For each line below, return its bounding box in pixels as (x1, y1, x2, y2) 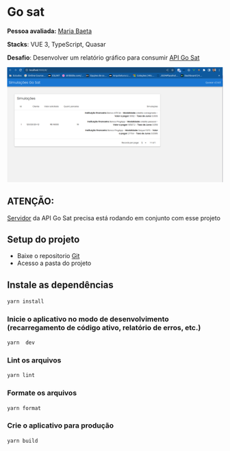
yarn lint (7, 372, 36, 379)
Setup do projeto (7, 233, 80, 245)
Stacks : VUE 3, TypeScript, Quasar (7, 40, 106, 48)
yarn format (7, 404, 41, 412)
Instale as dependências (7, 279, 114, 290)
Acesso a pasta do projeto (16, 259, 92, 268)
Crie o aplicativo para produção (7, 421, 114, 430)
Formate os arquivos (7, 389, 77, 398)
